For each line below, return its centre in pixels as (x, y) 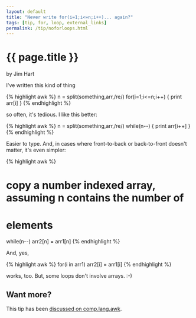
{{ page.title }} (43, 57)
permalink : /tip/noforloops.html (47, 28)
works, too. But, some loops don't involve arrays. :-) (69, 276)
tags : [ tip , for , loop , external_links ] (57, 23)
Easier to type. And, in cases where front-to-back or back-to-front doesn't (97, 144)
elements (30, 225)
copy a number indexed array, (81, 186)
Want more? (29, 295)
